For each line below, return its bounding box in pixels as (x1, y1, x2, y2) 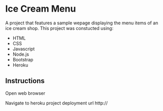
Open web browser (5, 90, 46, 96)
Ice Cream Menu (5, 3, 76, 15)
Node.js (12, 51, 29, 57)
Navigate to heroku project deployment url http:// (5, 100, 108, 106)
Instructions (5, 77, 45, 85)
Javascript (12, 46, 35, 52)
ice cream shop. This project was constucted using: (5, 25, 114, 31)
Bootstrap (12, 56, 34, 62)
